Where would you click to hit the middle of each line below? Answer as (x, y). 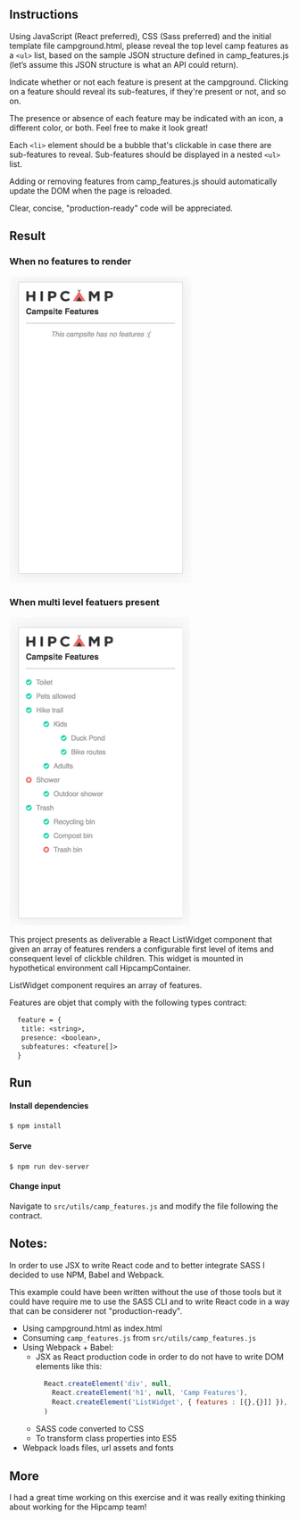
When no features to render (71, 262)
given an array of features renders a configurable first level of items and (141, 949)
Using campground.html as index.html (92, 1328)
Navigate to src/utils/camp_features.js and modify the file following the (144, 1206)
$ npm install (36, 1126)
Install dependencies (49, 1105)
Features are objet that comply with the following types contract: (128, 1002)
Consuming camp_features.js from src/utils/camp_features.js (139, 1337)
